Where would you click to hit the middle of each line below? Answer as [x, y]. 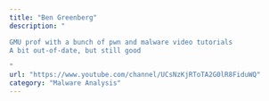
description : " [37, 26]
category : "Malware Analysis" [65, 83]
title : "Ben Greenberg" [53, 17]
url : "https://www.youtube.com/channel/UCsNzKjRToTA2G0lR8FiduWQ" [135, 75]
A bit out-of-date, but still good [75, 50]
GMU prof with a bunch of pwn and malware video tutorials [121, 42]
